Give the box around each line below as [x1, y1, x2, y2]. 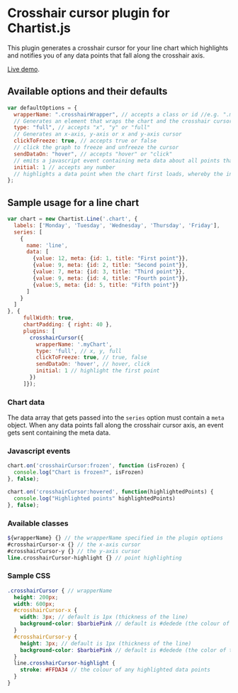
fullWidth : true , [23, 315, 74, 322]
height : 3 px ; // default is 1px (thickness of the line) [20, 640, 192, 647]
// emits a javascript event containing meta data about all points [13, 157, 220, 164]
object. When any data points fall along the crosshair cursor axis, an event [7, 421, 224, 430]
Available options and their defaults [7, 85, 168, 97]
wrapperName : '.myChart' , [35, 341, 113, 348]
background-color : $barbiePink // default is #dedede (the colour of [20, 620, 230, 628]
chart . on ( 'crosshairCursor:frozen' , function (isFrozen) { [7, 462, 186, 469]
